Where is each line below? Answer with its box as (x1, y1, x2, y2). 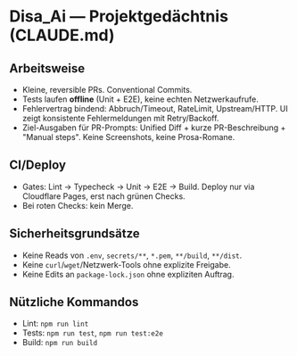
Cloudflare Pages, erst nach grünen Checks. (21, 190, 186, 202)
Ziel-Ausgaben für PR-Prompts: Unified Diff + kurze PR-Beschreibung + (21, 122, 286, 133)
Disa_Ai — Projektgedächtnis (9, 6, 229, 27)
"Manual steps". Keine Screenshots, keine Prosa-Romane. (21, 132, 235, 142)
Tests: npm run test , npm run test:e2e (21, 327, 163, 338)
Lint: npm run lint (21, 319, 89, 329)
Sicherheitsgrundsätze (9, 226, 140, 242)
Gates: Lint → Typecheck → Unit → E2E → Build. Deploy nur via (21, 181, 255, 192)
